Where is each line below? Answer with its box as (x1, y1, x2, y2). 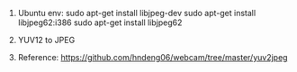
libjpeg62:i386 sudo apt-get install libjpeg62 (17, 17, 183, 28)
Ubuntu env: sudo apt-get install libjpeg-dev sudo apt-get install (17, 8, 256, 18)
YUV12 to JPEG (17, 35, 76, 45)
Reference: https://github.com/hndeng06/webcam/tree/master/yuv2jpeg (17, 52, 288, 62)
